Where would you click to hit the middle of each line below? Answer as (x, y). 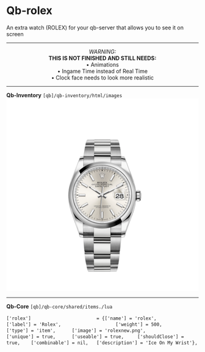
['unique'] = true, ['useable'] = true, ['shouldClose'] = (95, 337)
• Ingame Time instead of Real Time (103, 71)
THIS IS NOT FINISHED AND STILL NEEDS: (103, 58)
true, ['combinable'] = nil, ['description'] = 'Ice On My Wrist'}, (102, 343)
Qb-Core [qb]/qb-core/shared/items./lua (59, 306)
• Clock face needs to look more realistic (103, 78)
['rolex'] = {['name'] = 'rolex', (81, 318)
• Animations (103, 64)
